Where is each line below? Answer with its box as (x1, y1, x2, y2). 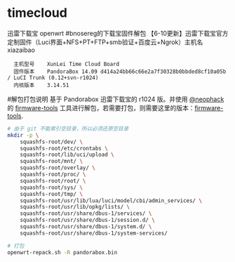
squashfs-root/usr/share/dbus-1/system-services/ (20, 230, 168, 237)
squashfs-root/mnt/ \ (20, 158, 83, 165)
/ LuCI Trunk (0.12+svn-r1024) (7, 74, 99, 81)
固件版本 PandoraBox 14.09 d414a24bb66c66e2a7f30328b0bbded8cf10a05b (13, 68, 227, 75)
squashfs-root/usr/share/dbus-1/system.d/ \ (20, 223, 152, 230)
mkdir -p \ (7, 131, 39, 138)
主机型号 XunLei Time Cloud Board (13, 60, 120, 67)
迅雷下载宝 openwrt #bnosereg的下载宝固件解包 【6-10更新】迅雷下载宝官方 (7, 29, 229, 37)
